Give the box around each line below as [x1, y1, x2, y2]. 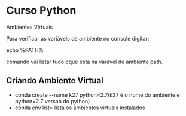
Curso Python [6, 4, 77, 17]
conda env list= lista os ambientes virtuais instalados [14, 104, 145, 111]
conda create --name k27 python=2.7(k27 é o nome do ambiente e [14, 91, 181, 99]
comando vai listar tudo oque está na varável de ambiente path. [6, 58, 163, 65]
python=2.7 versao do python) [14, 97, 90, 105]
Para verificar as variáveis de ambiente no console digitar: [6, 35, 150, 42]
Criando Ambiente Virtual [6, 75, 103, 86]
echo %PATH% [6, 46, 44, 54]
